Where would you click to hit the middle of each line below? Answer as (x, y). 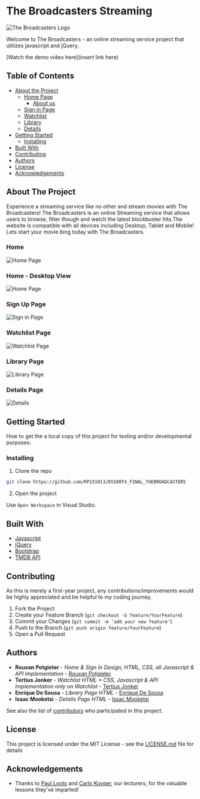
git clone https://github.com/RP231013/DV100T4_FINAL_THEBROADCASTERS (96, 482)
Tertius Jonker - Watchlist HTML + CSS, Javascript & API (87, 680)
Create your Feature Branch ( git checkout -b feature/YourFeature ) (99, 615)
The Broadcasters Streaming (79, 11)
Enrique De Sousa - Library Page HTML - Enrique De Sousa (89, 692)
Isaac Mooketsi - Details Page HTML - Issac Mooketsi (82, 699)
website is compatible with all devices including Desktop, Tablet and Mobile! (100, 225)
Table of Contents (40, 76)
